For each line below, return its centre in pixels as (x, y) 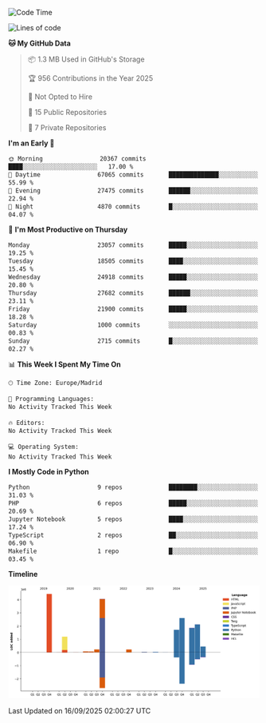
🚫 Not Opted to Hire (60, 97)
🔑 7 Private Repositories (67, 127)
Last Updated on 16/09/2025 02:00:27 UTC (80, 710)
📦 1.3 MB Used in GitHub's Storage (86, 59)
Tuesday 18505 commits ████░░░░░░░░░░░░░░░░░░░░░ (133, 261)
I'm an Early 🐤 (31, 143)
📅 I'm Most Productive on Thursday (68, 229)
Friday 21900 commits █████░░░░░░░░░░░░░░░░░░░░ (133, 309)
